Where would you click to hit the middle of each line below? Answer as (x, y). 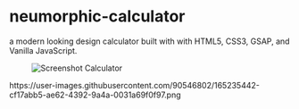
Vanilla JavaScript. (43, 50)
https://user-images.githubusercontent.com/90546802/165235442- (135, 85)
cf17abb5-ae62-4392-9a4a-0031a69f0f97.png (95, 95)
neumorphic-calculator (97, 17)
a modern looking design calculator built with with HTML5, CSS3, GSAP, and (149, 41)
